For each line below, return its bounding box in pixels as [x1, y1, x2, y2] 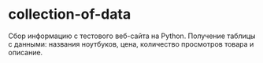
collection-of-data [8, 5, 131, 23]
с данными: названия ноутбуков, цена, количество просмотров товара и [8, 39, 254, 48]
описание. [8, 47, 43, 57]
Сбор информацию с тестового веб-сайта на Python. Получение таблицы [8, 31, 256, 40]
